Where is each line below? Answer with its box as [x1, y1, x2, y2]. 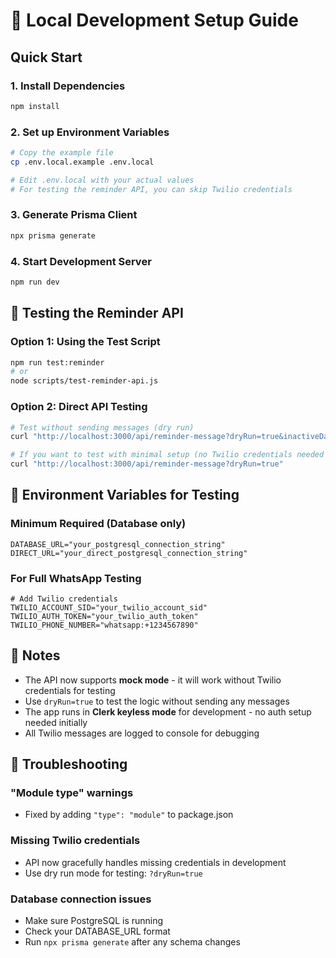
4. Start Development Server [10, 254, 152, 268]
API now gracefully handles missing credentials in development [24, 856, 287, 868]
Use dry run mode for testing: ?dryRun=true [24, 867, 203, 879]
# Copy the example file [10, 148, 114, 158]
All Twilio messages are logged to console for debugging [24, 727, 260, 739]
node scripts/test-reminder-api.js [10, 376, 159, 386]
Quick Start [10, 49, 83, 66]
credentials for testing [24, 684, 116, 696]
